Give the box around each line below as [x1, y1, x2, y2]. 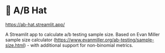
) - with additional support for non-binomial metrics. [24, 42, 133, 48]
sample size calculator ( [5, 37, 56, 43]
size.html [5, 42, 25, 48]
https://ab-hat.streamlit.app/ [5, 21, 65, 28]
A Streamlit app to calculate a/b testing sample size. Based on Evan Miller [5, 31, 160, 37]
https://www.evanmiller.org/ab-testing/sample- [55, 37, 154, 43]
